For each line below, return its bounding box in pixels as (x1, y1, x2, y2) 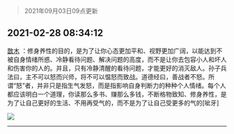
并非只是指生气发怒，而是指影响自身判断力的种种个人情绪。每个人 (37, 81, 226, 90)
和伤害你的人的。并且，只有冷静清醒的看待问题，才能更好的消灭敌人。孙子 (7, 64, 221, 72)
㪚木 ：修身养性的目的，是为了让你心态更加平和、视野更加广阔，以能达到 (7, 47, 217, 55)
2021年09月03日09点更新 (24, 7, 98, 15)
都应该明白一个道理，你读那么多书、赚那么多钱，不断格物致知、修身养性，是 (7, 90, 227, 98)
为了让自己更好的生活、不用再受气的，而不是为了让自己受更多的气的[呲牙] (7, 99, 219, 107)
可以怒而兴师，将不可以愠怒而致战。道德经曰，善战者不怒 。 (37, 72, 209, 81)
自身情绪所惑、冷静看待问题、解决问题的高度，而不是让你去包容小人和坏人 (13, 55, 227, 63)
